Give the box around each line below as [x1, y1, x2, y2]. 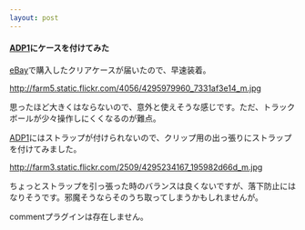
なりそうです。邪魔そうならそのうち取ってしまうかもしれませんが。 [9, 192, 264, 203]
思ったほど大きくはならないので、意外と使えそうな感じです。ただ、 [9, 101, 264, 112]
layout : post [9, 13, 59, 23]
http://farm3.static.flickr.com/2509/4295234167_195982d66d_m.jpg [9, 161, 263, 173]
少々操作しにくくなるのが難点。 [40, 113, 161, 124]
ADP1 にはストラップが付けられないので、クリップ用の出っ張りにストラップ [9, 132, 292, 143]
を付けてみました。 [9, 143, 82, 155]
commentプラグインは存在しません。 [9, 211, 148, 222]
